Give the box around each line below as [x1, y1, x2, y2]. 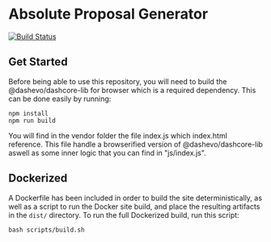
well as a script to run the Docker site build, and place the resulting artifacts [8, 202, 260, 211]
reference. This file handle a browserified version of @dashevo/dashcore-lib [8, 139, 263, 149]
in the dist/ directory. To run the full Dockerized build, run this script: [8, 210, 240, 219]
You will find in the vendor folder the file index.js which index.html [8, 130, 228, 140]
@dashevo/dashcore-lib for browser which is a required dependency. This [8, 85, 256, 95]
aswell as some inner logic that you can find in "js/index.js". [8, 147, 206, 158]
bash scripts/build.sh [8, 226, 85, 234]
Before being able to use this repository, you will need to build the [8, 76, 227, 86]
